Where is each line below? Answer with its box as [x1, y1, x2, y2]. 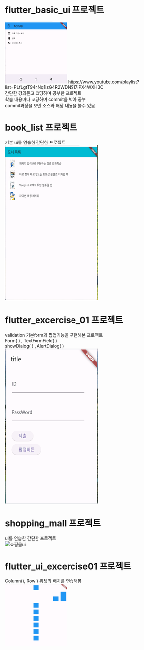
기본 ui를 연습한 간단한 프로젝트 [5, 139, 66, 145]
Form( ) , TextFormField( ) [5, 337, 57, 343]
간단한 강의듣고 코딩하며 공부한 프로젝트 [5, 90, 82, 96]
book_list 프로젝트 [5, 122, 77, 133]
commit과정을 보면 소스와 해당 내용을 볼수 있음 [5, 102, 95, 108]
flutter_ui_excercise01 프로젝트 [5, 561, 132, 572]
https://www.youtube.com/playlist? [68, 79, 139, 85]
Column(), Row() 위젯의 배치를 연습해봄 [5, 578, 82, 584]
